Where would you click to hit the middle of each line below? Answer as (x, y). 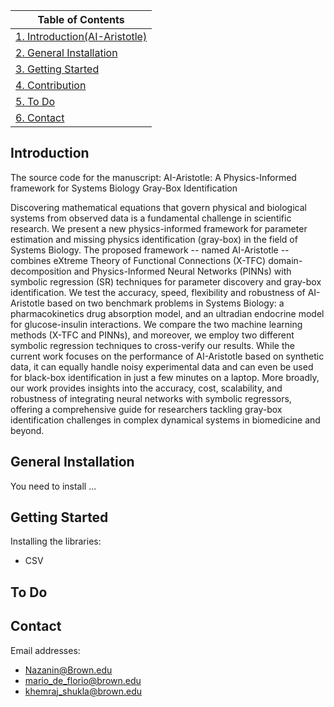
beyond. (27, 430)
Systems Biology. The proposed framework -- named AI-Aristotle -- (150, 250)
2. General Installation (66, 52)
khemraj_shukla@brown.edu (83, 691)
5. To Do (35, 101)
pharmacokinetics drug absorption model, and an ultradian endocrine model (167, 313)
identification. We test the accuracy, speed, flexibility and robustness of (158, 292)
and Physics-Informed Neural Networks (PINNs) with (182, 271)
